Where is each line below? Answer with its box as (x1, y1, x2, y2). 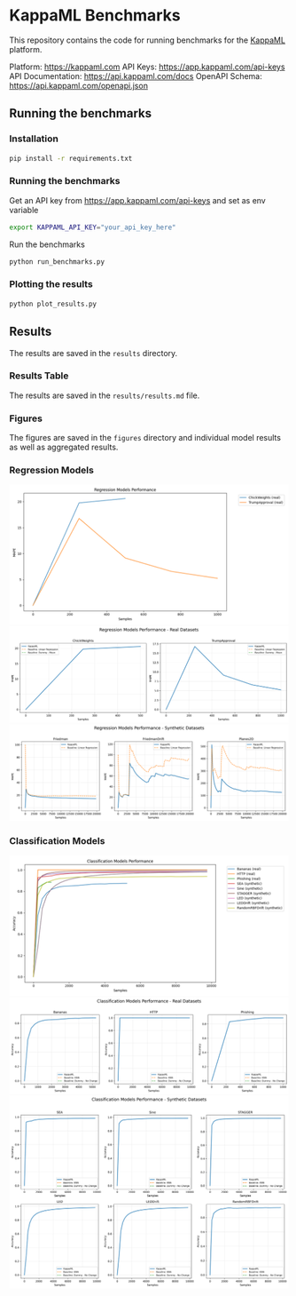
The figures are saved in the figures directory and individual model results (9, 433, 282, 443)
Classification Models (9, 835, 105, 847)
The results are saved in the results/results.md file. (9, 390, 200, 401)
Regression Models (9, 464, 95, 476)
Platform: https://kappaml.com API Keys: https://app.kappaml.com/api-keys (9, 61, 285, 72)
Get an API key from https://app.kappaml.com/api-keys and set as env (9, 195, 266, 205)
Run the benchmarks (9, 239, 86, 250)
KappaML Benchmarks (9, 5, 181, 26)
